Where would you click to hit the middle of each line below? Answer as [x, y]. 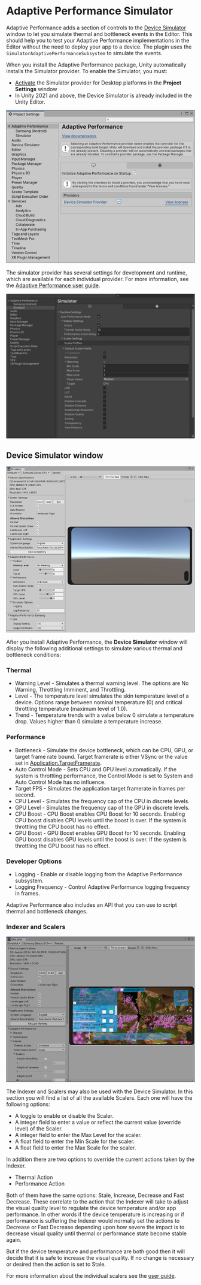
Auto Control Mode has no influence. [60, 782]
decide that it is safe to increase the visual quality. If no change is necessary [100, 1258]
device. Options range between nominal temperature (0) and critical [98, 702]
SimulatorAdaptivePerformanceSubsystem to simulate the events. [84, 53]
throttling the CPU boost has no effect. [62, 826]
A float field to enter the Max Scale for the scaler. [75, 1148]
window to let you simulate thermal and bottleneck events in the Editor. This [99, 34]
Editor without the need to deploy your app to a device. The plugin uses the [99, 47]
